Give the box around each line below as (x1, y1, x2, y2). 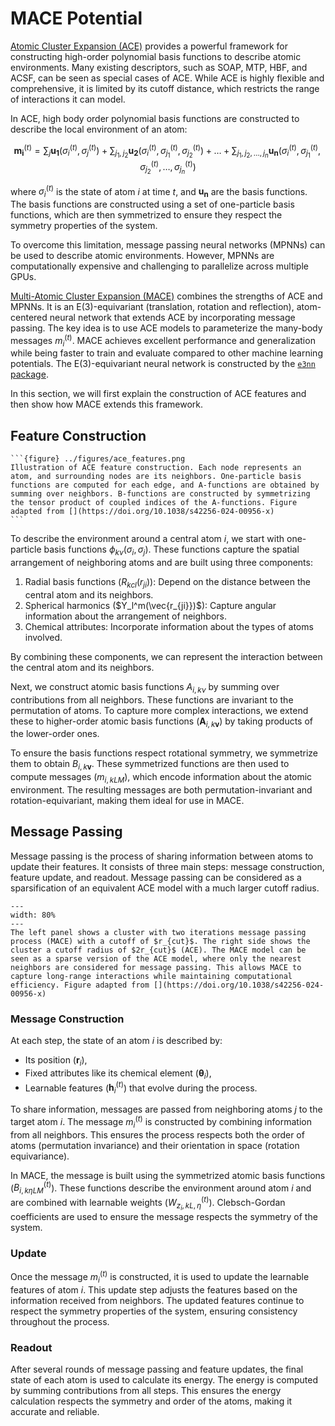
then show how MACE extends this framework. (10, 398, 204, 411)
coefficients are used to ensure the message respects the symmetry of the (10, 1210, 318, 1222)
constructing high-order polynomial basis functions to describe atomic (10, 50, 302, 62)
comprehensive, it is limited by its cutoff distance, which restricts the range (10, 82, 320, 94)
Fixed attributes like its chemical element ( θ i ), (24, 1067, 212, 1081)
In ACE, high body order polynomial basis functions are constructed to (10, 112, 300, 124)
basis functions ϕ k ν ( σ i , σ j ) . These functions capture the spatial (43, 543, 300, 558)
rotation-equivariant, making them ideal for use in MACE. (10, 795, 245, 806)
